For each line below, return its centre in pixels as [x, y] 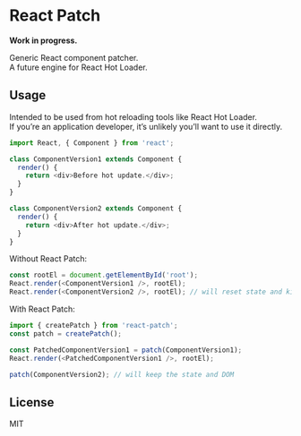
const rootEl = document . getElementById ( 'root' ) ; [104, 275]
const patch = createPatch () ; [66, 333]
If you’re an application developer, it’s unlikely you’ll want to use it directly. [146, 126]
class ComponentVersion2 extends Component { [95, 209]
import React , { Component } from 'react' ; [92, 143]
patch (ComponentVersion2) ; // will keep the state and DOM [122, 374]
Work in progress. [43, 40]
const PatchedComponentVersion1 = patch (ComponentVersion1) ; [126, 350]
